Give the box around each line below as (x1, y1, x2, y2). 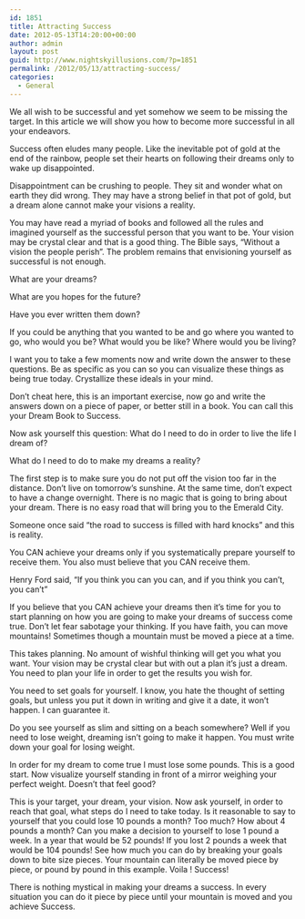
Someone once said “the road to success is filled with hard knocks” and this (9, 519, 295, 530)
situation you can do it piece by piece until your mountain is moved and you (9, 891, 293, 902)
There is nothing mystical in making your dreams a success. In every (9, 881, 267, 893)
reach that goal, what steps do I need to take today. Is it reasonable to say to (9, 805, 296, 816)
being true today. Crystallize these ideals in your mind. (9, 373, 214, 383)
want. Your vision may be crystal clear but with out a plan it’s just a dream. (9, 658, 289, 669)
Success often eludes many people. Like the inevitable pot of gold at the (9, 143, 280, 154)
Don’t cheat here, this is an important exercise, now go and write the (9, 391, 266, 402)
